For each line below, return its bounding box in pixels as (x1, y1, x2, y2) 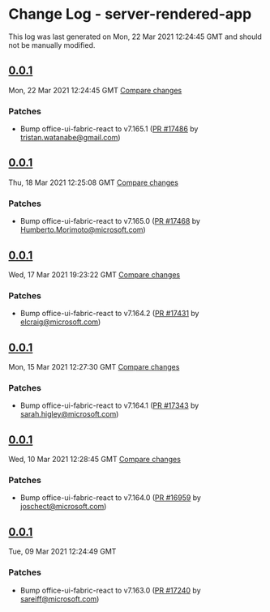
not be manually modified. (8, 40, 96, 49)
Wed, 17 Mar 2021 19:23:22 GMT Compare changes (8, 269, 181, 280)
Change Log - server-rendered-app (8, 5, 252, 24)
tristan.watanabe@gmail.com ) (19, 133, 121, 143)
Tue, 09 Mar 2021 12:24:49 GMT (8, 546, 117, 556)
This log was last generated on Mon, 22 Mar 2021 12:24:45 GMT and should (8, 32, 262, 41)
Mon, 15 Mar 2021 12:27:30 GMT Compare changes (8, 362, 180, 372)
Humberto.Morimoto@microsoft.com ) (19, 225, 146, 235)
